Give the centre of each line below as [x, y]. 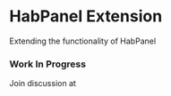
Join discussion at [43, 84]
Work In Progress [48, 64]
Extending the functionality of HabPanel [83, 41]
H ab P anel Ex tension [86, 16]
